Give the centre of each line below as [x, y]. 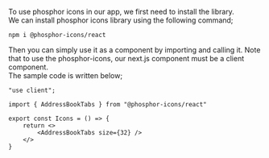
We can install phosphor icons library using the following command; [121, 20]
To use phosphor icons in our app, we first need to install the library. [122, 12]
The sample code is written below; [66, 75]
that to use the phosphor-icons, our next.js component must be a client [126, 58]
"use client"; [32, 90]
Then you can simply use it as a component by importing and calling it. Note [134, 50]
